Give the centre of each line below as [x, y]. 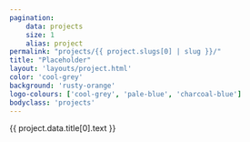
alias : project [55, 43]
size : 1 [40, 35]
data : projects [55, 26]
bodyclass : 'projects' [52, 102]
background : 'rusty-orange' [63, 86]
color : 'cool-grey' [46, 77]
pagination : [32, 18]
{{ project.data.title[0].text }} [63, 128]
